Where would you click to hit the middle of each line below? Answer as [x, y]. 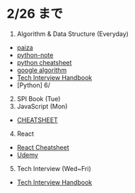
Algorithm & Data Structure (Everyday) [72, 34]
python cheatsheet [44, 62]
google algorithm [42, 70]
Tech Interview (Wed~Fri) [54, 168]
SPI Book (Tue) [39, 98]
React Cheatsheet [43, 147]
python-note [35, 55]
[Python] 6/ [34, 85]
